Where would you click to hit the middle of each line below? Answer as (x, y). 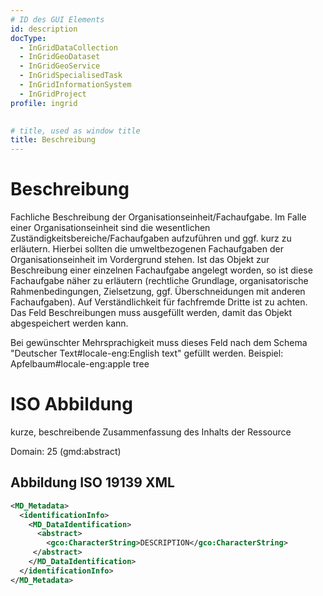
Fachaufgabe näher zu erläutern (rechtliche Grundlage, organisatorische (159, 281)
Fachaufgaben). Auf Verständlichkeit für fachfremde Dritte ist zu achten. (159, 302)
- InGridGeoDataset (60, 57)
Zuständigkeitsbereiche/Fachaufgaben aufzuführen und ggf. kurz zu (151, 238)
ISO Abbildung (71, 404)
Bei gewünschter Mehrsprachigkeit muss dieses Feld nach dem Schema (159, 343)
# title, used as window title (75, 131)
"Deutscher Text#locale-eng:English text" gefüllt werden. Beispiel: (147, 353)
